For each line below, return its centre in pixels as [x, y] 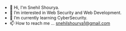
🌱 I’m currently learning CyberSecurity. [48, 18]
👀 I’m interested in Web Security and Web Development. [66, 13]
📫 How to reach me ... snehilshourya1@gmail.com [60, 23]
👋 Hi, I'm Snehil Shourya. [34, 8]
